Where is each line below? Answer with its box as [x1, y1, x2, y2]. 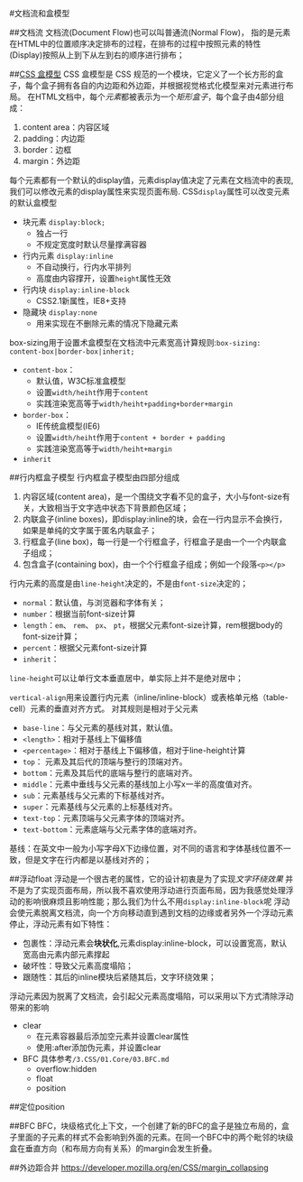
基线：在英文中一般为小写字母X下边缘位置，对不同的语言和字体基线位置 [9, 843, 276, 854]
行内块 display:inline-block [22, 284, 130, 295]
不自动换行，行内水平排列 [35, 262, 132, 272]
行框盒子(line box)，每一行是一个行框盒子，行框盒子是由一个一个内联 [22, 536, 280, 547]
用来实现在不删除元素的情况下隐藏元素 [35, 319, 179, 328]
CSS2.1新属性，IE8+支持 [35, 296, 126, 306]
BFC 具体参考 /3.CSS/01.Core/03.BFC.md [22, 1054, 170, 1064]
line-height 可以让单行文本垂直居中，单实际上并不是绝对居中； [9, 673, 243, 683]
